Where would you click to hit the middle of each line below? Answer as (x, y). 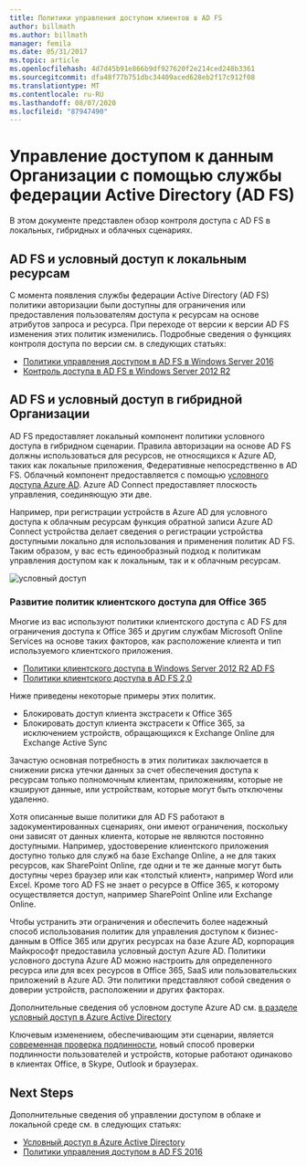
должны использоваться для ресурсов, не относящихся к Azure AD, (143, 455)
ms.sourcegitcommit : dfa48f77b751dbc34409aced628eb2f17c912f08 (132, 78)
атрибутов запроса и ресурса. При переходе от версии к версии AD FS (149, 324)
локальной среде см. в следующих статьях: (95, 1124)
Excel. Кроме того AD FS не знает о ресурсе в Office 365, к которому (144, 885)
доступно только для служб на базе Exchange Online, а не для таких (143, 856)
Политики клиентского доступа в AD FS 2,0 (107, 678)
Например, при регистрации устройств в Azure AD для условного (138, 511)
